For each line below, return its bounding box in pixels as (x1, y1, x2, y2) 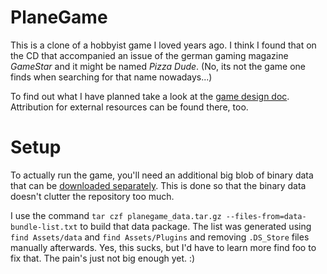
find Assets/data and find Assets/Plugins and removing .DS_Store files (10, 231, 310, 243)
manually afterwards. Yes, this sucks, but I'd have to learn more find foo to (10, 241, 317, 253)
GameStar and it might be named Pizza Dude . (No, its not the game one (10, 60, 307, 72)
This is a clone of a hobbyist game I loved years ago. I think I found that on (10, 39, 317, 51)
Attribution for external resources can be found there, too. (10, 101, 249, 113)
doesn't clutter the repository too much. (10, 190, 175, 202)
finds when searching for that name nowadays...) (10, 71, 213, 83)
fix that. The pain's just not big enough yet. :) (10, 252, 196, 264)
